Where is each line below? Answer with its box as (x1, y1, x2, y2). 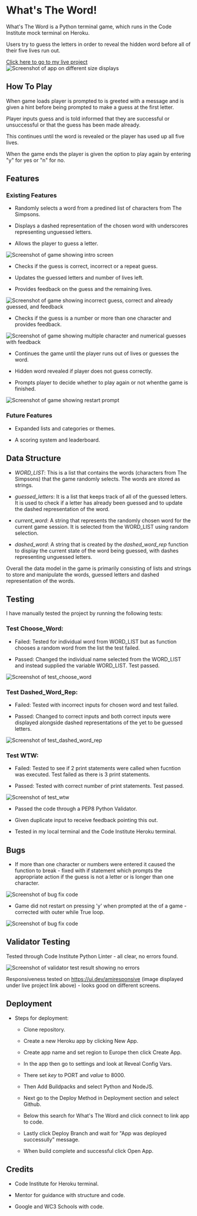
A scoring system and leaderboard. (14, 436, 101, 443)
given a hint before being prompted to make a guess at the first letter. (6, 104, 175, 111)
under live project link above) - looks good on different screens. (6, 982, 161, 989)
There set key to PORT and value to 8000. (23, 1071, 125, 1078)
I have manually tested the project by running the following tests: (6, 610, 163, 617)
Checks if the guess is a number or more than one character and (14, 314, 172, 322)
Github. (23, 1101, 42, 1108)
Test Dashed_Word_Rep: (6, 688, 78, 696)
